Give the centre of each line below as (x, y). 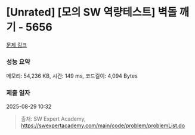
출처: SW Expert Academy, (53, 119)
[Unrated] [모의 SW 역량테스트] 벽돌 (92, 12)
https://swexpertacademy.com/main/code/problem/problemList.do (103, 125)
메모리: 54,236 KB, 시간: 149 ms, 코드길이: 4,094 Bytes (72, 76)
